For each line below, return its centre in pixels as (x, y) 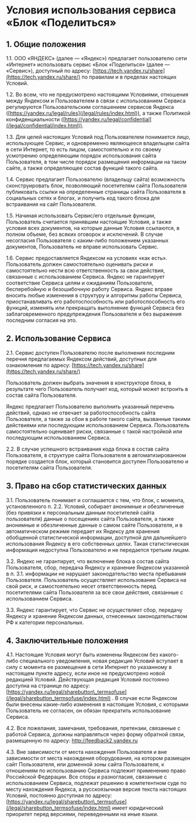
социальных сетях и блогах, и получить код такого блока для (83, 198)
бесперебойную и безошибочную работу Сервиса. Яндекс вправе (90, 289)
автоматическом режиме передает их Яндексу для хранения (83, 531)
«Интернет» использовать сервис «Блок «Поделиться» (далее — (88, 64)
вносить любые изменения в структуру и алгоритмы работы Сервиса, (94, 295)
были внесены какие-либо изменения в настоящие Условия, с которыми (97, 704)
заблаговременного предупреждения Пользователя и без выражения (94, 314)
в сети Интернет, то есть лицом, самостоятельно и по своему (84, 149)
